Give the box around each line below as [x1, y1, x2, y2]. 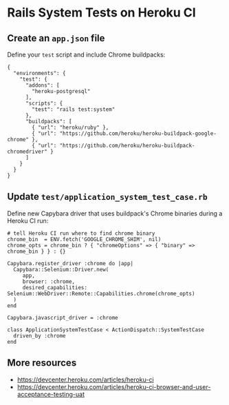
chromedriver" [7, 148, 48, 155]
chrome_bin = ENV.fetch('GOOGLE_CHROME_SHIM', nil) [7, 236, 162, 242]
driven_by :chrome [13, 332, 67, 339]
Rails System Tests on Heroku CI [7, 5, 196, 21]
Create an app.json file [7, 32, 105, 44]
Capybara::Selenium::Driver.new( [13, 266, 109, 273]
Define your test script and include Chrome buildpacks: [7, 50, 166, 59]
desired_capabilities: [22, 284, 88, 291]
